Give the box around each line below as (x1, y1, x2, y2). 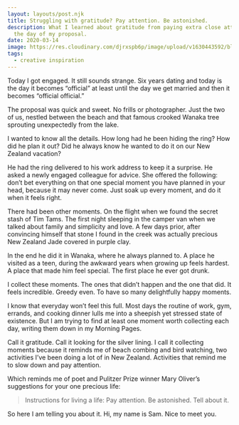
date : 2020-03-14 (7, 37, 59, 44)
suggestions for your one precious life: (7, 382, 121, 390)
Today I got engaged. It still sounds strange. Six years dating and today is (7, 76, 223, 85)
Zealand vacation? (7, 149, 62, 157)
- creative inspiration (14, 57, 84, 64)
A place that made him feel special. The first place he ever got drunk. (7, 266, 210, 275)
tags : (7, 51, 23, 58)
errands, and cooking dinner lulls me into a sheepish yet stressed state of (7, 309, 223, 318)
